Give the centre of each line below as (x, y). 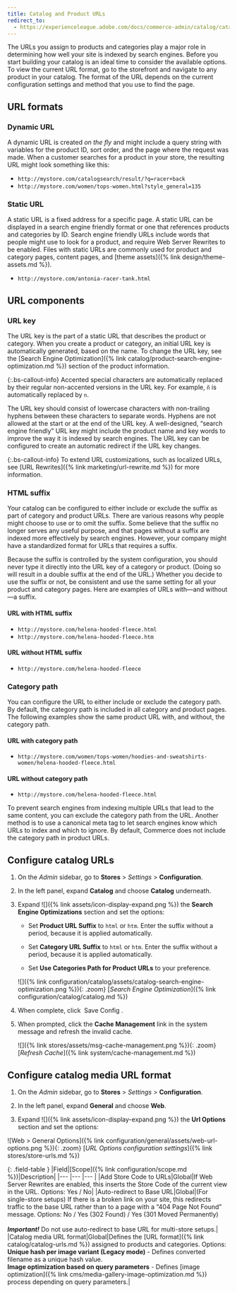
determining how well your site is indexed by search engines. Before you (113, 54)
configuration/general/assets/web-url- (162, 1140)
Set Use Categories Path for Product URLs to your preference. (120, 968)
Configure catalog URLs (61, 860)
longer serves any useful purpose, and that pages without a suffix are (109, 531)
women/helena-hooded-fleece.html (67, 763)
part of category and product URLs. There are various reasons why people (116, 516)
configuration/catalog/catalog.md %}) (73, 997)
